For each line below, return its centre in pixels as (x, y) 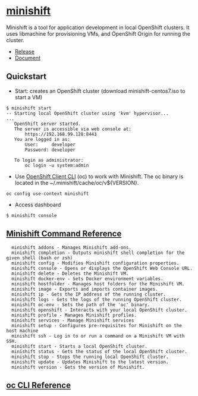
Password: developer (50, 150)
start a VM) (29, 97)
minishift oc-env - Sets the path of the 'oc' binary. (81, 304)
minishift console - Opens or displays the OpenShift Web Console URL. (102, 268)
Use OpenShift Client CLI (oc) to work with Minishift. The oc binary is (99, 176)
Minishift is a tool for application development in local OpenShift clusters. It (98, 27)
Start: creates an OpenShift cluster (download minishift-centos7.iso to (100, 91)
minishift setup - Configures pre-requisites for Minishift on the (97, 325)
